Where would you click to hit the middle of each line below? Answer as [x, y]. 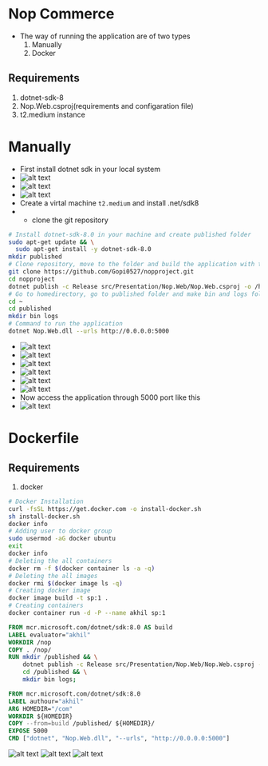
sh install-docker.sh [44, 517]
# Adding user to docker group [60, 531]
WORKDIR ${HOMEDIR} [41, 716]
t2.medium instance [52, 114]
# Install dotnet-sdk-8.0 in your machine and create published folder [130, 234]
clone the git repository [70, 220]
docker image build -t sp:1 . [59, 598]
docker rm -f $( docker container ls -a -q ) [82, 569]
